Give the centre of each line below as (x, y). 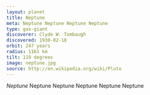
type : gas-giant (27, 29)
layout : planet (26, 12)
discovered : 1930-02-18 (37, 40)
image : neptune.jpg (31, 63)
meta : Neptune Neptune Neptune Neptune (57, 23)
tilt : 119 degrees (30, 57)
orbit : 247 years (28, 46)
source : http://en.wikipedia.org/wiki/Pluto (64, 69)
